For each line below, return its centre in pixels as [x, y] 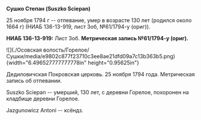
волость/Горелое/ [66, 50]
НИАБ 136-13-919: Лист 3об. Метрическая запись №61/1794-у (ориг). [97, 38]
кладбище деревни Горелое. [43, 99]
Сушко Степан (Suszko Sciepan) [49, 9]
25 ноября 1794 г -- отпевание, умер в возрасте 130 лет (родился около [99, 20]
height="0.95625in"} [113, 63]
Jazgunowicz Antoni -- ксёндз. [45, 110]
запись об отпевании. [34, 81]
